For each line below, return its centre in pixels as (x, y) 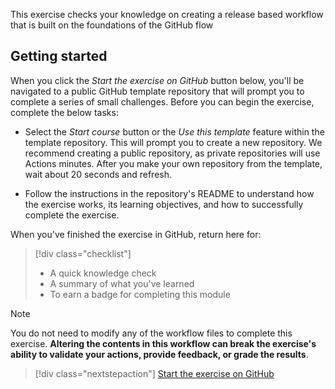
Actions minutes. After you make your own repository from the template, (173, 163)
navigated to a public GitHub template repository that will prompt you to (157, 91)
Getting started (59, 56)
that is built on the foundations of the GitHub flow (112, 25)
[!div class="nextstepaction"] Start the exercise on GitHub (154, 373)
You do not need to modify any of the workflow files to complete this (151, 333)
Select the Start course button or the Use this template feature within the (174, 131)
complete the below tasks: (64, 112)
